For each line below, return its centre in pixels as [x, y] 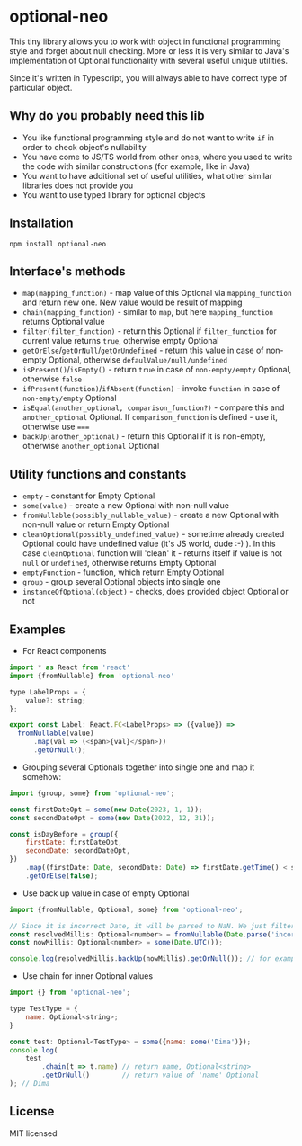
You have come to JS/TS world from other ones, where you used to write [157, 157]
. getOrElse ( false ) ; [62, 876]
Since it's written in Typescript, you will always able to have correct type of [148, 77]
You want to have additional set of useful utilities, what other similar [147, 175]
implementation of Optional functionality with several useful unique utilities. [149, 60]
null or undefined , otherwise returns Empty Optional [119, 563]
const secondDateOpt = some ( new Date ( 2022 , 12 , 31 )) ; [112, 818]
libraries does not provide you [78, 185]
